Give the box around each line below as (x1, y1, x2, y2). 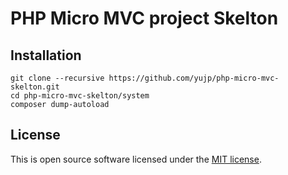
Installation (10, 47, 82, 64)
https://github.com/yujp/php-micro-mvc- (108, 73, 280, 83)
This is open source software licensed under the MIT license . (10, 153, 262, 165)
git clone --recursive (10, 73, 105, 83)
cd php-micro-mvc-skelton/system (10, 91, 150, 101)
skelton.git (10, 82, 60, 92)
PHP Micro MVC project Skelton (10, 7, 279, 30)
